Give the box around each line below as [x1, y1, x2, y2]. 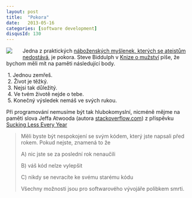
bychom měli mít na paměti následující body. [6, 60, 115, 67]
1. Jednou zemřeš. [7, 72, 52, 79]
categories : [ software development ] [6, 25, 97, 32]
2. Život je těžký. [7, 78, 48, 85]
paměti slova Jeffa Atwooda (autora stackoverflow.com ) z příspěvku [6, 115, 174, 122]
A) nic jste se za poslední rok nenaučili [20, 150, 116, 158]
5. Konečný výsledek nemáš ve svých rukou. [7, 97, 117, 104]
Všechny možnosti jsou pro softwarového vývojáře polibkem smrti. [20, 185, 185, 193]
